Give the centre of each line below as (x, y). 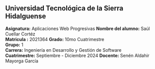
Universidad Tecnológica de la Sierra (64, 8)
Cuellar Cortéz (20, 34)
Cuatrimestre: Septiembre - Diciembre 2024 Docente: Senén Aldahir (77, 55)
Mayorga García (22, 61)
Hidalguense (26, 16)
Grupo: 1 (14, 45)
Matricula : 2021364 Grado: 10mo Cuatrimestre (55, 39)
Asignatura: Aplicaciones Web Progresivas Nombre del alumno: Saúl (77, 28)
